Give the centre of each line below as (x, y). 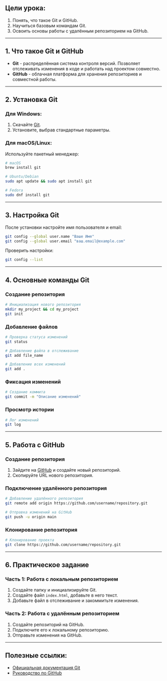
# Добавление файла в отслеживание (42, 351)
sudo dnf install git (28, 195)
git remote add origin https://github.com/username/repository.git (77, 503)
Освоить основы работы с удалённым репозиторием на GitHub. (80, 31)
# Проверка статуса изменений (37, 337)
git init (14, 314)
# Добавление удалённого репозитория (44, 499)
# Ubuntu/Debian (22, 177)
